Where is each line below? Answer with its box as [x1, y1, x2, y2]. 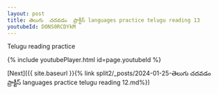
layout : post [7, 10, 45, 17]
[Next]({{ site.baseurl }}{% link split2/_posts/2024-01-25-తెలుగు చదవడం [7, 69, 212, 77]
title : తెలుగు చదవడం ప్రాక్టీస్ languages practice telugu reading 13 [7, 17, 200, 24]
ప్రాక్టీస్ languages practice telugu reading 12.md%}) [7, 78, 151, 87]
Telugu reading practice [7, 42, 76, 51]
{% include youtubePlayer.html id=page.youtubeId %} [7, 56, 162, 64]
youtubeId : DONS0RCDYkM [7, 23, 76, 30]
